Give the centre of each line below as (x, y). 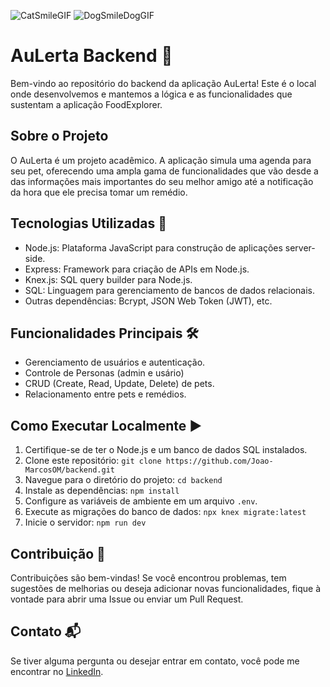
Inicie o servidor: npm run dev (85, 522)
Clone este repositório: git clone (93, 461)
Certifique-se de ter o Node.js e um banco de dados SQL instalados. (166, 450)
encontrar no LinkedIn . (57, 671)
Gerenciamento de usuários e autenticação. (115, 362)
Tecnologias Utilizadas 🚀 (88, 223)
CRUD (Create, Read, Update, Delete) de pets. (119, 384)
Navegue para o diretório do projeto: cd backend (123, 480)
